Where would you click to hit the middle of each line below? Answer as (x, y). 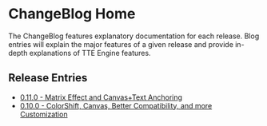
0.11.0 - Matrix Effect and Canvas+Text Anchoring (101, 97)
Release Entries (48, 78)
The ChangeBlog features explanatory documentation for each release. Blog (134, 36)
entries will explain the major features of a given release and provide (121, 44)
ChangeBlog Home (72, 14)
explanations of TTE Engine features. (90, 53)
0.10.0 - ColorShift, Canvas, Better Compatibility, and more (116, 105)
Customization (44, 114)
